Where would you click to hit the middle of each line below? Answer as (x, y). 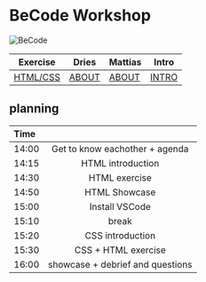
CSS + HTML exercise (120, 250)
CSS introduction (120, 235)
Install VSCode (120, 206)
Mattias (125, 61)
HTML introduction (120, 163)
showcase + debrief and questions (120, 264)
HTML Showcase (120, 192)
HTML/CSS (37, 77)
